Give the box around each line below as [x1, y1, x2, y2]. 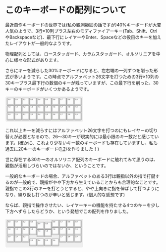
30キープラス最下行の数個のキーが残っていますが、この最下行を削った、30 [5, 80, 159, 85]
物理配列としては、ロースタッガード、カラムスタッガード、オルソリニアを [5, 50, 157, 57]
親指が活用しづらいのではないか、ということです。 [5, 163, 109, 168]
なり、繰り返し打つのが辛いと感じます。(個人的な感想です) [5, 191, 125, 198]
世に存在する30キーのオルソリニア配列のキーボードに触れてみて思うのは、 [5, 156, 159, 162]
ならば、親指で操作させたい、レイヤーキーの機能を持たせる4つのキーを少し [5, 202, 160, 208]
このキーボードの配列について [5, 4, 127, 16]
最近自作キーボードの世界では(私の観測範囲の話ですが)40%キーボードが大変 [5, 22, 162, 28]
